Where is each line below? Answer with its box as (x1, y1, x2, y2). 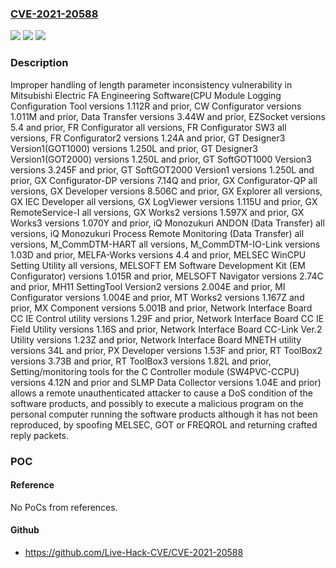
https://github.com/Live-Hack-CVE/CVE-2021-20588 (24, 546, 244, 558)
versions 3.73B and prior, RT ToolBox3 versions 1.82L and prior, (10, 355, 272, 367)
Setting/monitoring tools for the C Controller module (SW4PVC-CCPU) (10, 365, 300, 377)
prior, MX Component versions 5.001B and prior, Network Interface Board (10, 302, 313, 314)
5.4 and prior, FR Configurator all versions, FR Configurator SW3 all (10, 121, 287, 133)
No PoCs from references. (10, 501, 118, 513)
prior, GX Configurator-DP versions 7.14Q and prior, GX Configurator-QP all (10, 174, 318, 186)
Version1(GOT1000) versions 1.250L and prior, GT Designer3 (10, 142, 258, 154)
